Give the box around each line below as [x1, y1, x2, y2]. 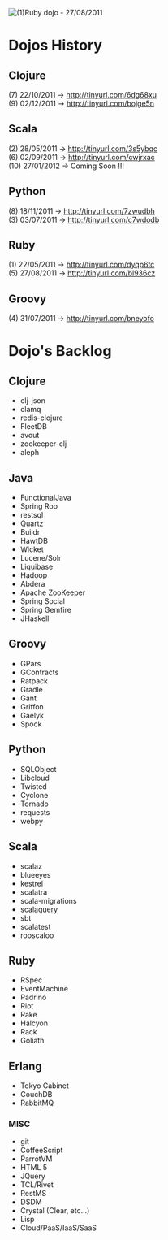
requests [19, 807, 50, 817]
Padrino [19, 992, 47, 1003]
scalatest [19, 921, 51, 931]
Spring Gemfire [19, 605, 71, 615]
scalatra [19, 887, 48, 897]
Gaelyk [19, 710, 45, 720]
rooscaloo [19, 930, 54, 940]
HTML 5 [19, 1163, 48, 1173]
